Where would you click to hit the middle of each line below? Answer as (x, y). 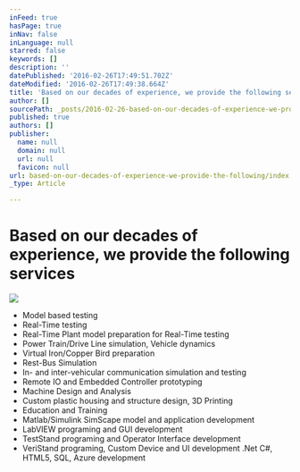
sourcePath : (31, 109)
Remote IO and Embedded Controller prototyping (112, 382)
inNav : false (33, 34)
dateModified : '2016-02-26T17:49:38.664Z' (89, 84)
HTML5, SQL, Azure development (83, 458)
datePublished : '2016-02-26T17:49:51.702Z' (92, 76)
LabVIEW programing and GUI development (102, 429)
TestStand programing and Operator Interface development (131, 439)
